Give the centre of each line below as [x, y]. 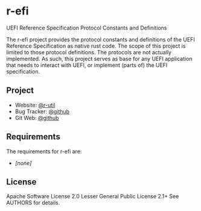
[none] [23, 163]
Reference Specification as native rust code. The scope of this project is [96, 46]
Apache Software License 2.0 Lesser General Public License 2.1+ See [93, 197]
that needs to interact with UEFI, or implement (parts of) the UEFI [87, 65]
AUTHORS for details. [33, 203]
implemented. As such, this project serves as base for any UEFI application [99, 58]
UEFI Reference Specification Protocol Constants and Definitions [87, 28]
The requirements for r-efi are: [44, 151]
